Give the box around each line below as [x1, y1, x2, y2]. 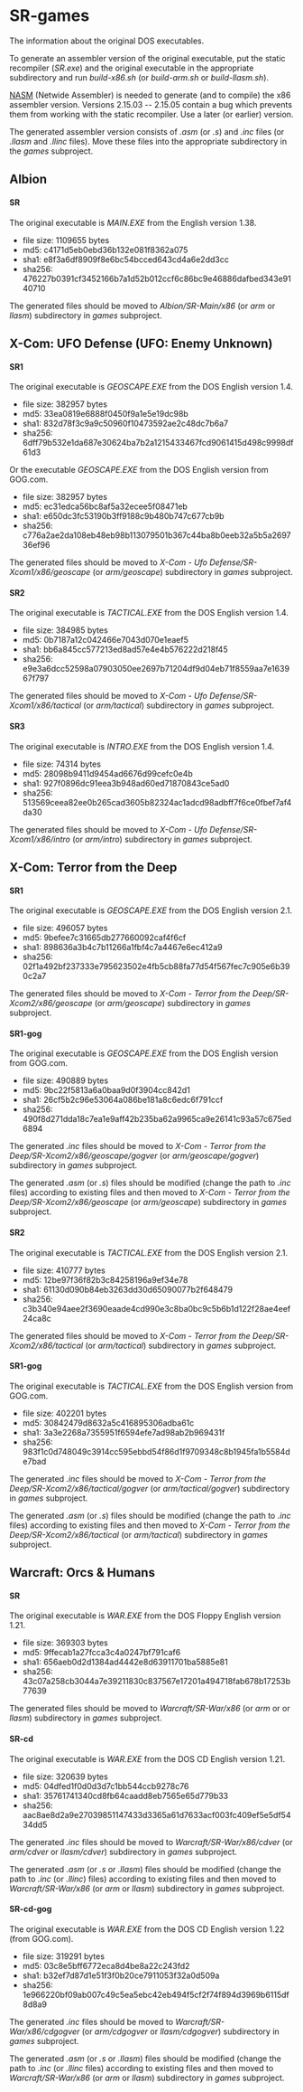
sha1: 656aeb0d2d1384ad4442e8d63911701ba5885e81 [22, 1656, 228, 1668]
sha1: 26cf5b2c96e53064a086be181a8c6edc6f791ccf [22, 1095, 224, 1106]
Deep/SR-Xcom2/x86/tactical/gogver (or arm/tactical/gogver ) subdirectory [9, 1483, 290, 1494]
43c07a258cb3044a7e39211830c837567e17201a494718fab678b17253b [22, 1676, 291, 1687]
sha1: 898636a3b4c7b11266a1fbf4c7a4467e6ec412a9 [22, 942, 223, 953]
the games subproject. [9, 146, 94, 156]
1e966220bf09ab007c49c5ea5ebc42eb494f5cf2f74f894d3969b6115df [22, 1989, 290, 2000]
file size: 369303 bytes [22, 1637, 108, 1648]
